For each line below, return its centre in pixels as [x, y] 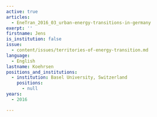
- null [30, 89]
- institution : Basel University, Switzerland [69, 77]
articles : [18, 17]
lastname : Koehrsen [30, 66]
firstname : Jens [26, 34]
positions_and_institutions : [42, 72]
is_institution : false [34, 39]
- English [23, 61]
